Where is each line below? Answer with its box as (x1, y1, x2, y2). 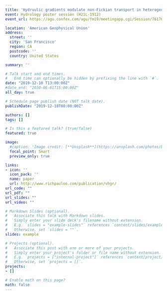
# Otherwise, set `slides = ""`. (5, 227, 79, 232)
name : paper (9, 176, 35, 182)
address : (5, 30, 23, 35)
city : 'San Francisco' (9, 39, 57, 45)
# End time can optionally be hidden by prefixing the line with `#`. (5, 76, 159, 81)
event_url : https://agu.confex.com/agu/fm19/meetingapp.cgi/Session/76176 (5, 16, 164, 21)
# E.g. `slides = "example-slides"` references (5, 223, 110, 228)
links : (5, 162, 19, 167)
